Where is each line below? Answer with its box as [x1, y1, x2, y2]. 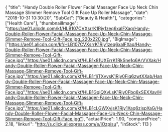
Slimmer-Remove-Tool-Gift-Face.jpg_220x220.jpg [5, 36, 109, 42]
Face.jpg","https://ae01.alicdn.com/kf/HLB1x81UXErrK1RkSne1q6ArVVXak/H [5, 57, 161, 63]
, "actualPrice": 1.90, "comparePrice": [83, 116, 161, 121]
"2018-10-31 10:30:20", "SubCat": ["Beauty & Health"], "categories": [5, 15, 146, 20]
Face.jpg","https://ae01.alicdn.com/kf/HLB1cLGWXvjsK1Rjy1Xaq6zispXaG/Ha [5, 105, 163, 111]
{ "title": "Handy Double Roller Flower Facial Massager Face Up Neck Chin [5, 4, 158, 10]
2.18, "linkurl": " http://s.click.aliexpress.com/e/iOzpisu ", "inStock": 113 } [5, 121, 152, 127]
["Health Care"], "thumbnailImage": [5, 20, 78, 26]
